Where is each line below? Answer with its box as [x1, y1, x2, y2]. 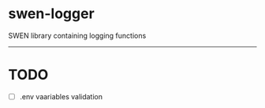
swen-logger [8, 5, 95, 23]
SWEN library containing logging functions [8, 31, 147, 40]
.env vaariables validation [19, 91, 103, 101]
